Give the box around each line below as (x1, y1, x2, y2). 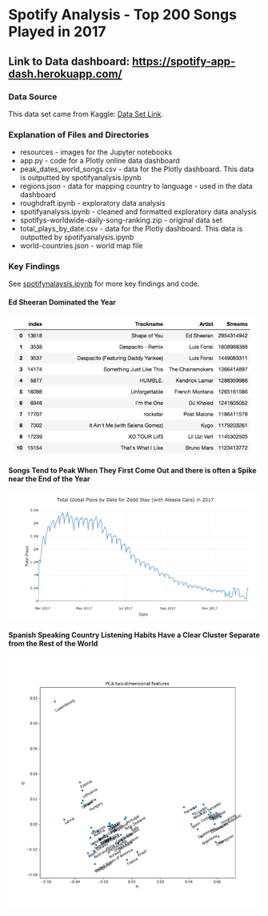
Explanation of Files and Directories (8, 129, 150, 140)
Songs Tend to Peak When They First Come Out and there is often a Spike (8, 465, 258, 475)
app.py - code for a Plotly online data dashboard (19, 156, 180, 166)
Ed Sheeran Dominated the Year (8, 298, 116, 307)
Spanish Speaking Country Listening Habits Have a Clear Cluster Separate (8, 630, 260, 640)
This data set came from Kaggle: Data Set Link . (8, 109, 164, 119)
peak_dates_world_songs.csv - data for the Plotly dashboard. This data (19, 164, 254, 174)
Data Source (8, 90, 58, 102)
